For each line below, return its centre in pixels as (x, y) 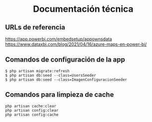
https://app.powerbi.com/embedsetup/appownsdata (59, 39)
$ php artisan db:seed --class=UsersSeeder (51, 75)
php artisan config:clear (32, 110)
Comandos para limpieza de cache (59, 95)
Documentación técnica (83, 9)
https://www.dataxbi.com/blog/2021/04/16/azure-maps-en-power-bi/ (76, 44)
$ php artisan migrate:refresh (37, 71)
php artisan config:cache (32, 115)
